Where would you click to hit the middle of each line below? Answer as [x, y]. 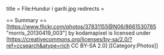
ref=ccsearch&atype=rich [38, 45]
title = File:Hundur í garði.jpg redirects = [55, 9]
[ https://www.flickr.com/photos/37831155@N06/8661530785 [81, 27]
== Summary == [26, 20]
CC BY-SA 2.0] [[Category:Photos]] [115, 45]
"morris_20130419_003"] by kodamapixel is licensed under [78, 33]
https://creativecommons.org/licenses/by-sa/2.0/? [70, 39]
